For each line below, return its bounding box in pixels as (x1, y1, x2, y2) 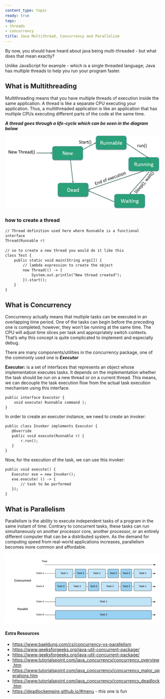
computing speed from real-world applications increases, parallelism (5, 538, 144, 545)
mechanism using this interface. (5, 385, 70, 391)
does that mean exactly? (5, 53, 55, 59)
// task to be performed (20, 482, 71, 487)
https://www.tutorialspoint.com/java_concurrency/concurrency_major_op (12, 667, 160, 673)
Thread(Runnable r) (5, 238, 45, 243)
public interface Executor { (5, 395, 65, 400)
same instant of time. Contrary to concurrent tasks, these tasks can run (5, 523, 150, 529)
